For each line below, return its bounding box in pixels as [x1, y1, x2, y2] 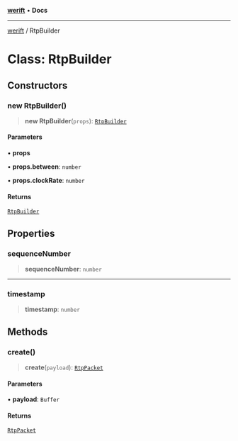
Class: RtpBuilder [7, 51, 112, 67]
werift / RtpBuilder [7, 26, 60, 35]
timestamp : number [24, 305, 80, 314]
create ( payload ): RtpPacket [24, 363, 104, 372]
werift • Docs [7, 6, 48, 14]
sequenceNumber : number [24, 264, 103, 273]
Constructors [7, 79, 68, 91]
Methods [7, 325, 48, 337]
